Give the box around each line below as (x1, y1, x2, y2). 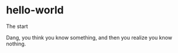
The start (6, 23, 28, 30)
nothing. (6, 40, 26, 47)
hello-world (6, 3, 64, 17)
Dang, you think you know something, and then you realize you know (6, 34, 173, 41)
